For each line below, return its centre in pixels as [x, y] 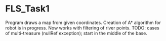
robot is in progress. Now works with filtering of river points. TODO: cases [82, 27]
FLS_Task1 [27, 9]
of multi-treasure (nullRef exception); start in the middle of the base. [76, 33]
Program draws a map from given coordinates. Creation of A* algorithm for [83, 22]
